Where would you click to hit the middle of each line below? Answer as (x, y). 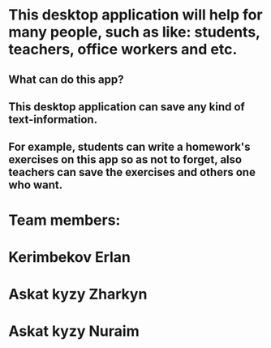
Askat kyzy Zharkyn (78, 294)
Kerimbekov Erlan (70, 257)
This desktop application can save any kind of (127, 107)
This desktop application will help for (135, 15)
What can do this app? (66, 79)
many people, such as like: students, (134, 32)
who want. (36, 185)
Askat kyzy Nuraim (74, 331)
